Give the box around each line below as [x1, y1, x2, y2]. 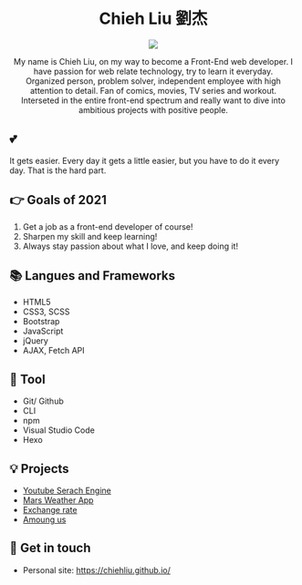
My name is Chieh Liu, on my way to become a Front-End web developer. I [13, 56, 294, 67]
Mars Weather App [22, 495, 94, 506]
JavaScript [22, 325, 64, 337]
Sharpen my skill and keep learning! [22, 231, 158, 241]
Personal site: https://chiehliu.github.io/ [22, 564, 171, 575]
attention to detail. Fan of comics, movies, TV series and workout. [30, 85, 276, 96]
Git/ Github [22, 395, 64, 406]
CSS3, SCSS [22, 306, 70, 317]
